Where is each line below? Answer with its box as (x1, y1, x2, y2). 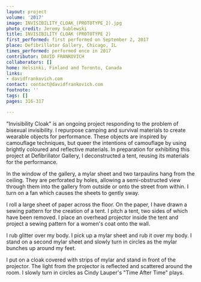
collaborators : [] (6, 59, 52, 65)
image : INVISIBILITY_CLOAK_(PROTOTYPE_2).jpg (6, 20, 122, 26)
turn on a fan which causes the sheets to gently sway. (6, 189, 140, 196)
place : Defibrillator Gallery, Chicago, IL (6, 43, 117, 49)
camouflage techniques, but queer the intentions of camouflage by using (6, 139, 187, 146)
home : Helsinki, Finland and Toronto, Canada (6, 64, 122, 71)
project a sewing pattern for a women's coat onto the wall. (6, 220, 151, 227)
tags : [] (6, 93, 28, 99)
